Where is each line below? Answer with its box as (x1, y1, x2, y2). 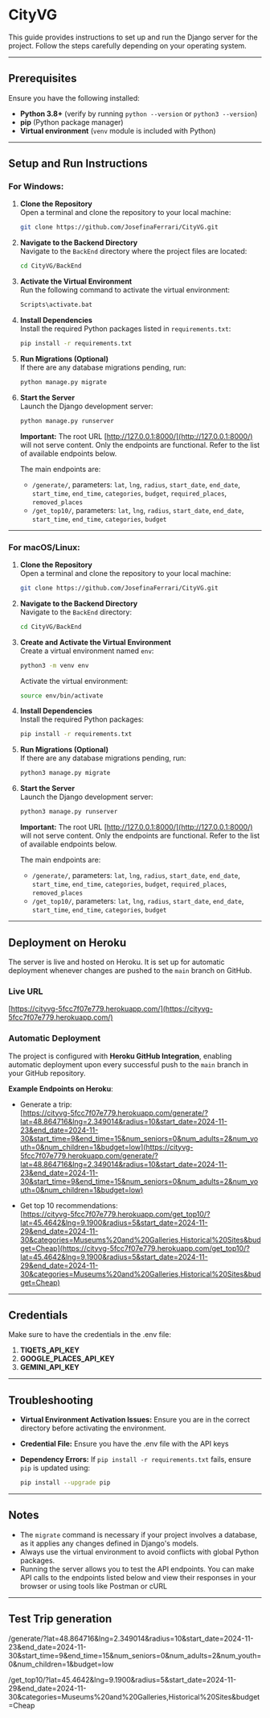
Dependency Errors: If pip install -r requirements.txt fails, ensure (19, 1455, 252, 1464)
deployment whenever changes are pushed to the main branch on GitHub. (8, 965, 252, 975)
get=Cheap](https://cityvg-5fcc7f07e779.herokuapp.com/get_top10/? (19, 1243, 251, 1253)
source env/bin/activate (19, 691, 104, 700)
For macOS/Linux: (8, 541, 80, 553)
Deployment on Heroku (8, 936, 127, 950)
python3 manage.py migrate (19, 769, 111, 777)
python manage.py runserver (19, 416, 114, 424)
